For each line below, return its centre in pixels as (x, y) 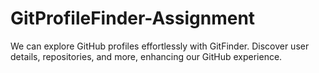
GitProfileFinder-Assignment (133, 18)
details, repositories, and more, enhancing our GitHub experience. (146, 56)
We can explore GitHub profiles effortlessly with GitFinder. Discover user (160, 46)
